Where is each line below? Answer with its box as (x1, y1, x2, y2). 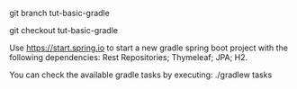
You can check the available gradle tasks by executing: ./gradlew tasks (9, 69, 273, 80)
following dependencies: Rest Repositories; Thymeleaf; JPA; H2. (9, 52, 248, 62)
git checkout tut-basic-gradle (9, 25, 119, 35)
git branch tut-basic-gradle (9, 8, 110, 18)
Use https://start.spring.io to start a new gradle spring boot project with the (9, 42, 288, 53)
